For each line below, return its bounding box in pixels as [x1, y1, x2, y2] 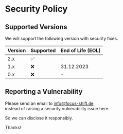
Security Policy [5, 3, 68, 15]
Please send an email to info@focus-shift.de [5, 100, 94, 106]
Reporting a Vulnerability [5, 87, 83, 96]
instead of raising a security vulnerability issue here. [5, 105, 110, 111]
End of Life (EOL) [60, 47, 101, 54]
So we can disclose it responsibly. [5, 115, 73, 121]
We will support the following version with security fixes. [5, 35, 118, 41]
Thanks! [5, 124, 21, 130]
